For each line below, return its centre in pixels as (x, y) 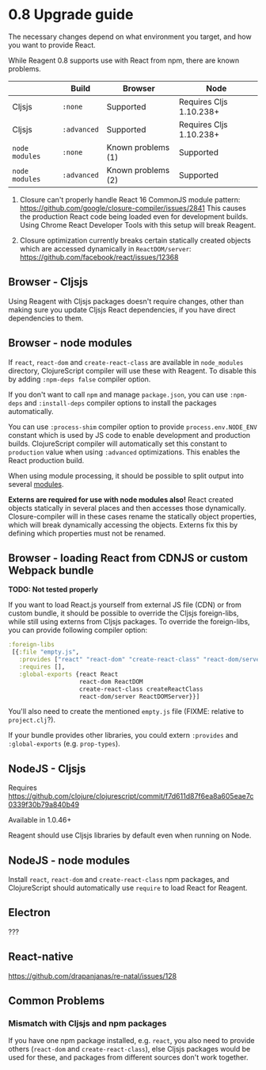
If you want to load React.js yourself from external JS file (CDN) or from (125, 605)
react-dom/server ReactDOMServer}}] (139, 696)
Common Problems (57, 1001)
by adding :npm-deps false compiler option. (80, 379)
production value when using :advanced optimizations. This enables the (124, 452)
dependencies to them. (46, 318)
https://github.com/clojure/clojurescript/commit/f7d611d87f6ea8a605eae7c (131, 796)
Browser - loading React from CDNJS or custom (128, 558)
